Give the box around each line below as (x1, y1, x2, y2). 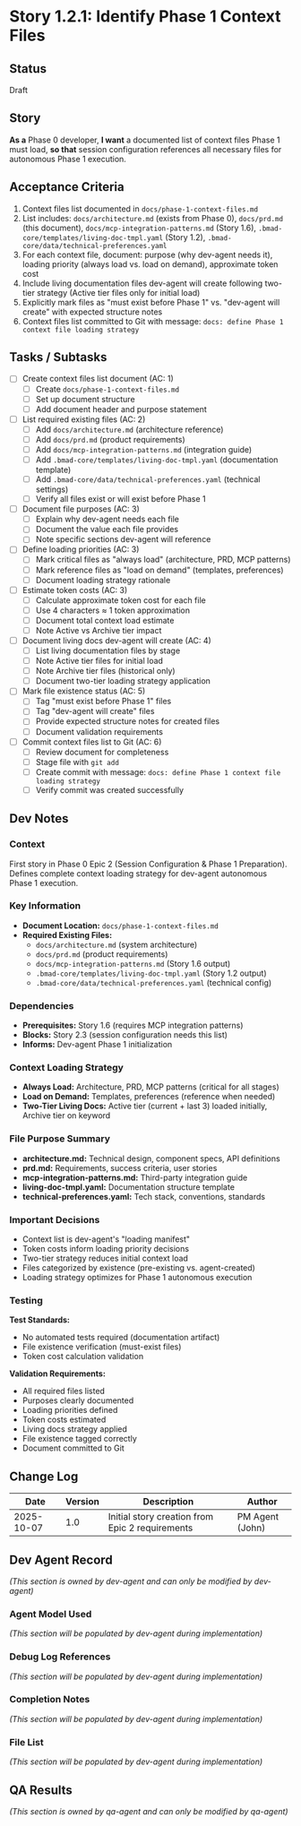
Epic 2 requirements (107, 1521, 193, 1534)
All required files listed (21, 1386, 106, 1397)
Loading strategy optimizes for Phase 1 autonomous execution (21, 1272, 253, 1283)
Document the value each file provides (35, 524, 179, 535)
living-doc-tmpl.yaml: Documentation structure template (21, 1181, 236, 1193)
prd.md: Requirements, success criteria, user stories (21, 1162, 218, 1173)
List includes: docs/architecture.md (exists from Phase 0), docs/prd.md (21, 212, 284, 223)
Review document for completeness (35, 746, 169, 757)
